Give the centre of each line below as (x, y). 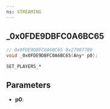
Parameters (29, 85)
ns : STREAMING (24, 12)
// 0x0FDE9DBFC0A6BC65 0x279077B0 (50, 50)
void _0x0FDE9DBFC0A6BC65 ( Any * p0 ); (52, 56)
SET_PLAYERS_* (24, 67)
